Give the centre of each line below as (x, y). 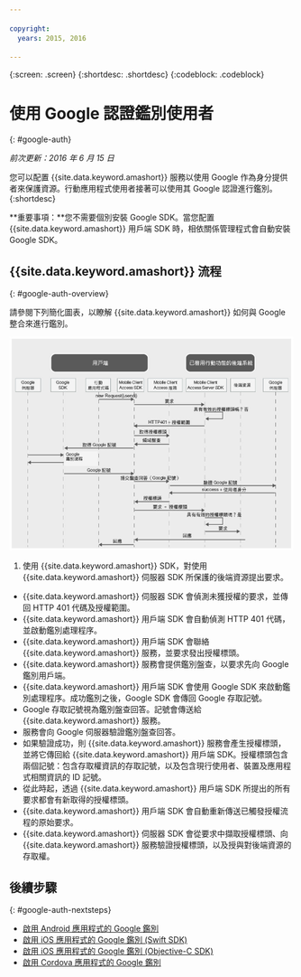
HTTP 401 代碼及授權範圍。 (84, 608)
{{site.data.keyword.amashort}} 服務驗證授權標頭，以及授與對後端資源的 (157, 845)
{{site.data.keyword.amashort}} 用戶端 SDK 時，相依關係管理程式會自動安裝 (150, 229)
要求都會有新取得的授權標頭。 (78, 800)
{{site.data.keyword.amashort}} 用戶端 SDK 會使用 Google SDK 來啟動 (152, 687)
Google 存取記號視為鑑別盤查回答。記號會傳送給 (112, 709)
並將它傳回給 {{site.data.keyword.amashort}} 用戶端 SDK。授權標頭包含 (155, 755)
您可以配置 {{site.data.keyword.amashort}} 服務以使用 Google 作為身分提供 (149, 177)
